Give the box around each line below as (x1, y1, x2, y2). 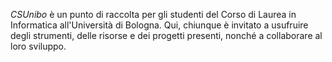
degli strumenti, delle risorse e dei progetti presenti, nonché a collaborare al (10, 30, 323, 41)
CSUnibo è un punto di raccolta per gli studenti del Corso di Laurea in (10, 9, 297, 20)
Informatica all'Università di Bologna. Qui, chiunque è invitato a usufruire (10, 19, 309, 31)
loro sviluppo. (10, 40, 67, 52)
